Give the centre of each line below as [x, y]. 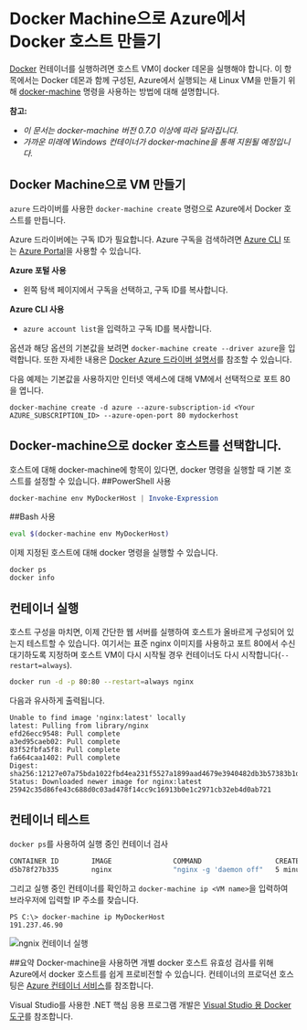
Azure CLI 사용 [37, 309]
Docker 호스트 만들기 [85, 42]
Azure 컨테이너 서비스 [65, 985]
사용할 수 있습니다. [108, 250]
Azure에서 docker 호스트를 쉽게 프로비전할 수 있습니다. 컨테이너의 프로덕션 [143, 973]
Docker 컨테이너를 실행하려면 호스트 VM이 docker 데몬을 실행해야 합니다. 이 [146, 69]
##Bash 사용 [33, 516]
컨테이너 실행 [44, 608]
